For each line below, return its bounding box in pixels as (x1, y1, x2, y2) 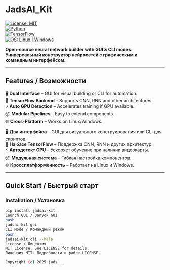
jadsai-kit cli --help (5, 237, 53, 242)
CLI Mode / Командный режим (5, 227, 65, 232)
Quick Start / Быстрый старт (5, 181, 99, 190)
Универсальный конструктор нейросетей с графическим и (5, 52, 138, 58)
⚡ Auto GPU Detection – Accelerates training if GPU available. (5, 103, 135, 109)
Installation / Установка (5, 197, 65, 204)
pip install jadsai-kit (5, 208, 56, 213)
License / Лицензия (5, 241, 47, 246)
